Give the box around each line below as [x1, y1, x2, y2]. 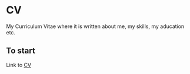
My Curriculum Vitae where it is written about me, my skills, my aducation [6, 23, 185, 30]
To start [6, 46, 35, 56]
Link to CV [6, 61, 31, 68]
